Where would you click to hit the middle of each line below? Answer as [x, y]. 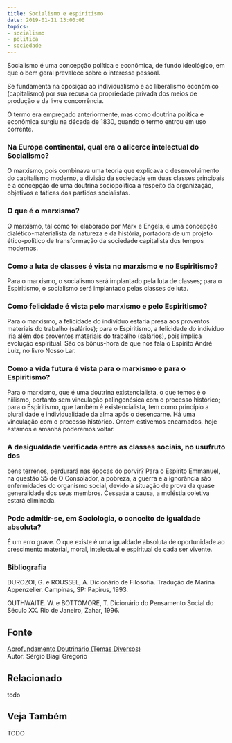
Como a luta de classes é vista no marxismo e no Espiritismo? [113, 266]
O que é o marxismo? [43, 211]
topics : [18, 26]
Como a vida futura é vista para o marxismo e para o [96, 369]
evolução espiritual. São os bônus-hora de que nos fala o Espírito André [110, 343]
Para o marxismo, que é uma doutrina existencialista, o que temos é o [107, 393]
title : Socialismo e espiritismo [55, 14]
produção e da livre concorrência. [55, 101]
